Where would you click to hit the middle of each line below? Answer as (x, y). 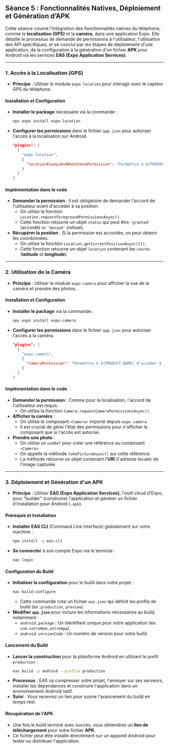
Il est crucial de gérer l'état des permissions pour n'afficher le (84, 427)
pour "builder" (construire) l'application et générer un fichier (75, 498)
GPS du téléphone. (32, 89)
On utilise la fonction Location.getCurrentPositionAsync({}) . (83, 243)
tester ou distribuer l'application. (46, 741)
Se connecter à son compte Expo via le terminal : (64, 551)
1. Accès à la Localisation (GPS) (44, 73)
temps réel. (24, 702)
